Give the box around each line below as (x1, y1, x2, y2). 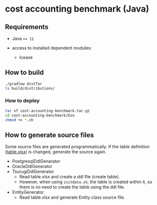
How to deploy (5, 97, 40, 104)
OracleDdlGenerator (12, 164, 52, 170)
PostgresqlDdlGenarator (12, 158, 61, 164)
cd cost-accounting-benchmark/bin (5, 113, 75, 118)
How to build (5, 68, 44, 77)
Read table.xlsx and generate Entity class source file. (19, 194, 125, 200)
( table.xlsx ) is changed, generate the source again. (5, 149, 107, 155)
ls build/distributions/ (5, 86, 55, 91)
